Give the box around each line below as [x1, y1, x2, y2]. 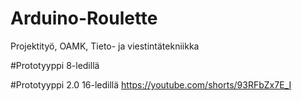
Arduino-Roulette [10, 7, 158, 30]
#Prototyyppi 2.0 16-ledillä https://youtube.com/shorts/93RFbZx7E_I [10, 78, 292, 91]
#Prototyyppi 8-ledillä [10, 59, 100, 71]
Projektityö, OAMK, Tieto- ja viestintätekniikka [10, 40, 200, 52]
